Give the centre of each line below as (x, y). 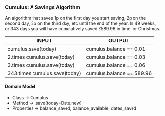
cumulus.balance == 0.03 (116, 57)
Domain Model (20, 86)
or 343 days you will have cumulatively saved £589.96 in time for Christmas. (83, 29)
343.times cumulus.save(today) (44, 73)
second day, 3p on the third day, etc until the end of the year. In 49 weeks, (81, 23)
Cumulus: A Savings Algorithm (43, 7)
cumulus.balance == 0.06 (116, 65)
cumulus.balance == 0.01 (116, 49)
